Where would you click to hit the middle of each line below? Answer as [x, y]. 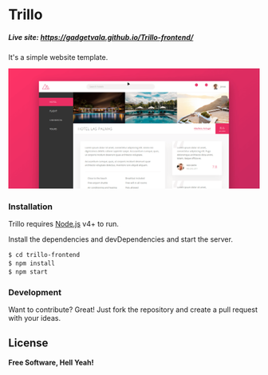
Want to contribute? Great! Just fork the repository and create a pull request [133, 310]
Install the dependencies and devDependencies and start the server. [121, 239]
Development [35, 292]
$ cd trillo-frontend [44, 255]
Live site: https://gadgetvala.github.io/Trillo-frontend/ [101, 37]
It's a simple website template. [58, 57]
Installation [31, 207]
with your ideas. [35, 318]
